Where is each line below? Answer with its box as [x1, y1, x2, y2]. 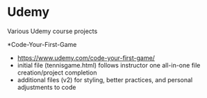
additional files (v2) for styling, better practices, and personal [17, 75, 193, 84]
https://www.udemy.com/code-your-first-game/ [17, 53, 155, 62]
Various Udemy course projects [7, 27, 98, 35]
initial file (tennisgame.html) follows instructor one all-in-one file [17, 61, 201, 69]
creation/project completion [17, 68, 97, 77]
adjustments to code [17, 83, 76, 91]
